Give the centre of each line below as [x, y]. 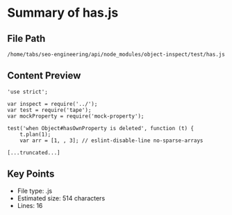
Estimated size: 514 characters [61, 198]
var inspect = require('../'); [52, 104]
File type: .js [35, 191]
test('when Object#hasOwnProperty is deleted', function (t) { [101, 128]
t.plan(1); [35, 134]
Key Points [31, 174]
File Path [26, 39]
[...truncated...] [34, 152]
